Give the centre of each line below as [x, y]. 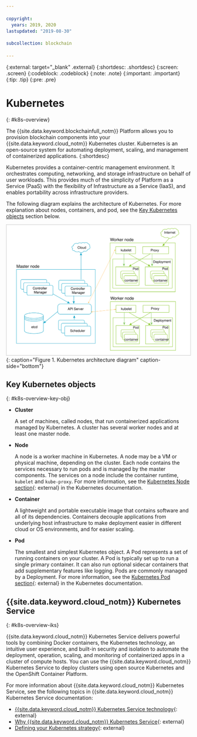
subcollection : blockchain [39, 43]
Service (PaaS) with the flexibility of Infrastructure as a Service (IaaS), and [96, 186]
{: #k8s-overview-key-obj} [38, 398]
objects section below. [33, 216]
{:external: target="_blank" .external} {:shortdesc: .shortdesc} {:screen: [92, 67]
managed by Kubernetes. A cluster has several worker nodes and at [96, 428]
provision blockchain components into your [58, 137]
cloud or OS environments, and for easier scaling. [74, 530]
